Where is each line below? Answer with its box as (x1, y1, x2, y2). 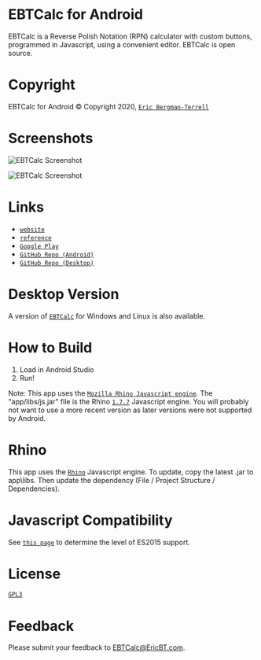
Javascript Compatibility (8, 511, 173, 529)
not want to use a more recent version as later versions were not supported (8, 405, 252, 415)
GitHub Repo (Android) (19, 250, 94, 259)
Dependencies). (8, 484, 61, 493)
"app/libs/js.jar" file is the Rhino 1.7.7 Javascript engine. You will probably (8, 396, 249, 406)
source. (8, 48, 33, 57)
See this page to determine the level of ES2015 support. (8, 537, 191, 547)
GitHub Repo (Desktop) (19, 259, 94, 267)
